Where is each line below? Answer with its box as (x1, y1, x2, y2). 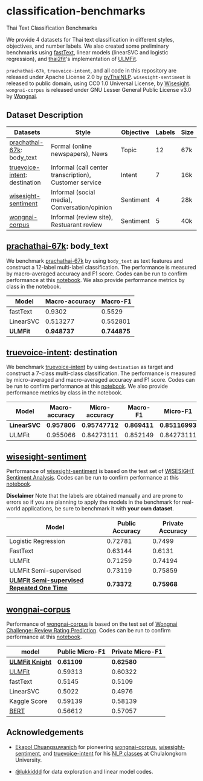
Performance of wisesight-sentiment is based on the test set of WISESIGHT (6, 468, 195, 475)
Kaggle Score (9, 697, 48, 705)
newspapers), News (51, 149, 108, 158)
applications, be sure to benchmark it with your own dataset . (21, 505, 174, 512)
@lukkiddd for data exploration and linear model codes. (14, 768, 153, 775)
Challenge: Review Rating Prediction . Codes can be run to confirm (6, 627, 171, 634)
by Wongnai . (6, 92, 38, 100)
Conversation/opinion (51, 203, 112, 211)
